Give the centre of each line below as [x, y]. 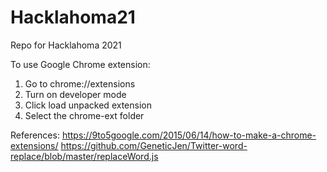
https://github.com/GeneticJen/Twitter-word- [154, 145]
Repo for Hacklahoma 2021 [66, 45]
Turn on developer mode [75, 94]
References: [35, 135]
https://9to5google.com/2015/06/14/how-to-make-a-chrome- [189, 135]
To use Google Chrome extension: [80, 64]
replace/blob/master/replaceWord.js [84, 156]
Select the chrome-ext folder [84, 115]
